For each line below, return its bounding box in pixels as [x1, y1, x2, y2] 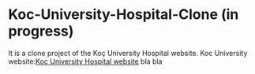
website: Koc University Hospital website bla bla [8, 57, 163, 66]
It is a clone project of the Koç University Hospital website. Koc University [8, 48, 248, 57]
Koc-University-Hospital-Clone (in [8, 6, 239, 24]
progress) [8, 22, 74, 40]
